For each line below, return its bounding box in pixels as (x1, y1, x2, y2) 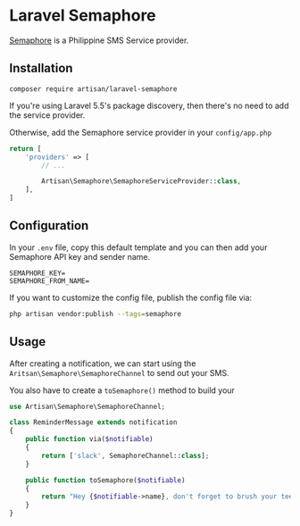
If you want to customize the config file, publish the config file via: (9, 292, 253, 303)
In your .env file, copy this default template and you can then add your (9, 242, 268, 253)
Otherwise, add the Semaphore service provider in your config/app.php (9, 127, 272, 138)
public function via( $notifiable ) (25, 435, 154, 444)
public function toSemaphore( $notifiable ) (25, 475, 186, 485)
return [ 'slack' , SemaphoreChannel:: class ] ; (41, 451, 210, 460)
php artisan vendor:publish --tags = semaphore (9, 309, 181, 318)
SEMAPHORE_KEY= (9, 269, 66, 278)
